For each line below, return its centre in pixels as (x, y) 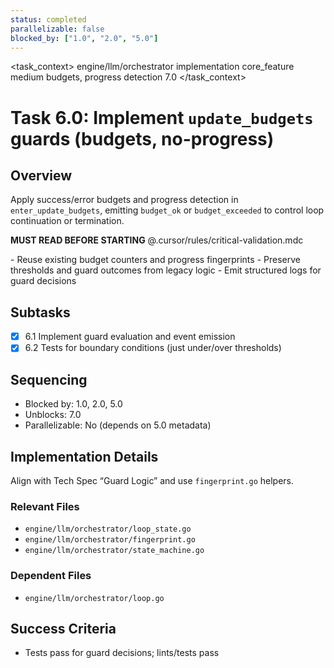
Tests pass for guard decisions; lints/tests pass (122, 653)
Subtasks (40, 312)
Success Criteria (63, 628)
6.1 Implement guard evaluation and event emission (130, 337)
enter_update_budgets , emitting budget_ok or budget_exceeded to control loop (167, 210)
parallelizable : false (57, 29)
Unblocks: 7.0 (53, 415)
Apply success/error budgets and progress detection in (124, 200)
